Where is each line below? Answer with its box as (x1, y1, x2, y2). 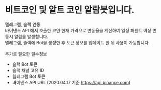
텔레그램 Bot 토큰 (12, 73, 46, 79)
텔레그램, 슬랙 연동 (5, 21, 41, 27)
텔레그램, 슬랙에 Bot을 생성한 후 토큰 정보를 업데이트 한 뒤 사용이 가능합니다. (5, 39, 150, 45)
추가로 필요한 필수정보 (5, 51, 47, 56)
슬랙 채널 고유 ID (12, 67, 44, 73)
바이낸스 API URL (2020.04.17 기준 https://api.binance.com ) (12, 79, 131, 85)
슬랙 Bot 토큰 (12, 61, 38, 67)
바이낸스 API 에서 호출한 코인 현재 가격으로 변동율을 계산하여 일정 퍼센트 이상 (5, 27, 152, 33)
